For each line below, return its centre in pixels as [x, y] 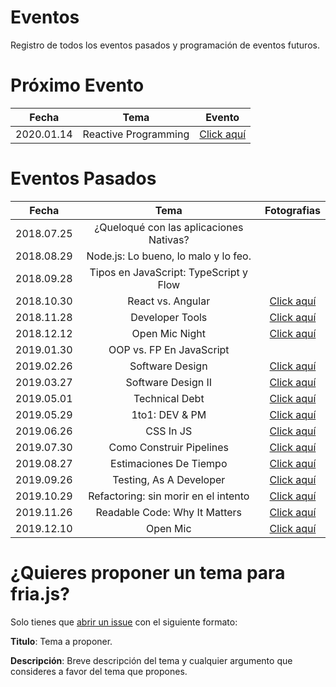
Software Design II [169, 382]
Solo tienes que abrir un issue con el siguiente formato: [124, 622]
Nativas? [169, 239]
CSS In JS [169, 431]
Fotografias [292, 210]
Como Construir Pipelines [169, 447]
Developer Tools [169, 317]
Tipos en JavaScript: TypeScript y [169, 272]
